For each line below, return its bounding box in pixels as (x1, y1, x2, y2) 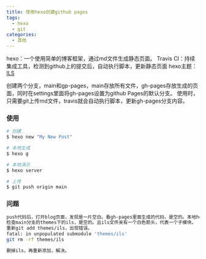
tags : (6, 15, 20, 21)
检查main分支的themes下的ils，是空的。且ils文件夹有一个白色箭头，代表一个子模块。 (6, 219, 197, 226)
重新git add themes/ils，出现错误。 (6, 225, 93, 232)
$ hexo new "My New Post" (6, 134, 72, 140)
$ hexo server (6, 167, 43, 173)
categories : (6, 32, 37, 38)
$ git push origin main (6, 184, 67, 190)
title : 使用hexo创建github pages (6, 9, 88, 15)
